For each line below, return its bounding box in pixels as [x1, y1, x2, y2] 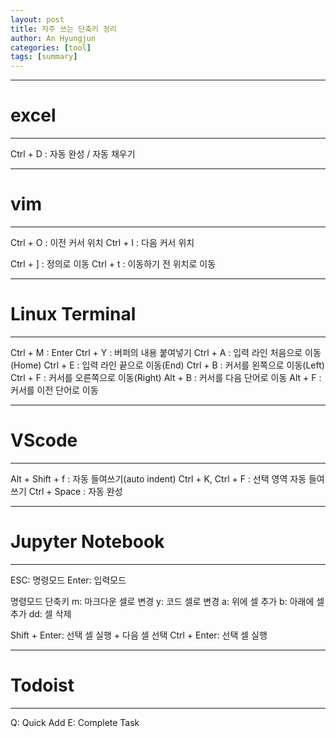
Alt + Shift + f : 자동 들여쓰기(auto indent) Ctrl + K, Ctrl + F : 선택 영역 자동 [10, 472, 307, 485]
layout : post [10, 14, 65, 25]
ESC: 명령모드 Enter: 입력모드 [10, 574, 127, 586]
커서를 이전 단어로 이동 [10, 384, 99, 396]
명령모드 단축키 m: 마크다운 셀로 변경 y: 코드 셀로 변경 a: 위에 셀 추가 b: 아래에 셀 [10, 595, 325, 607]
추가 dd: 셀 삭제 [10, 607, 72, 620]
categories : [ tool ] [10, 42, 92, 53]
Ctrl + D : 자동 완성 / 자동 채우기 [10, 148, 136, 160]
